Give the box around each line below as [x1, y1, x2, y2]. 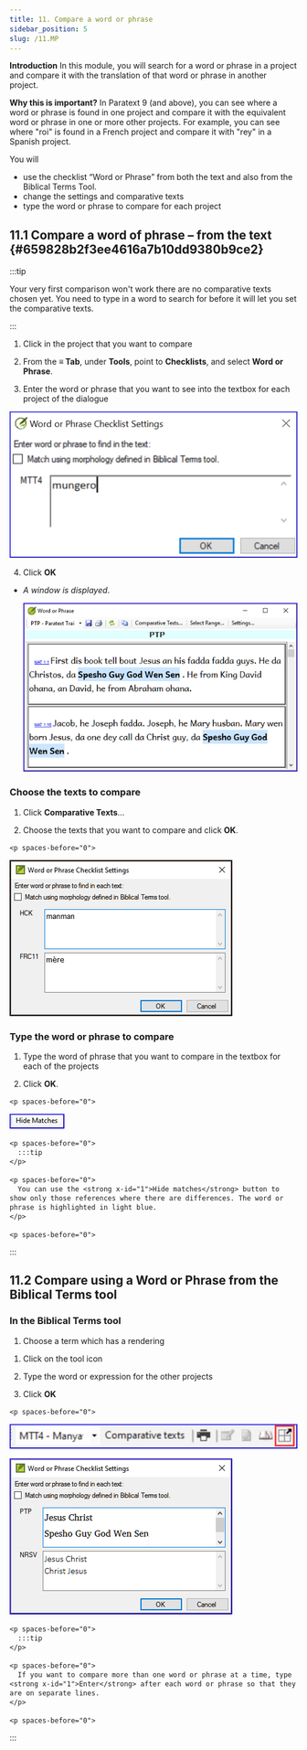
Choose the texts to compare [9, 786, 142, 799]
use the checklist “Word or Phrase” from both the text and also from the [22, 172, 293, 183]
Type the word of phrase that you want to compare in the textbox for [22, 1051, 281, 1062]
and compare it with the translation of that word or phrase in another [9, 69, 268, 81]
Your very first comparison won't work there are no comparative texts [9, 283, 272, 294]
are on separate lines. [9, 1689, 101, 1698]
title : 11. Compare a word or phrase [9, 15, 153, 24]
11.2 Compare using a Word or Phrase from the [9, 1273, 279, 1288]
